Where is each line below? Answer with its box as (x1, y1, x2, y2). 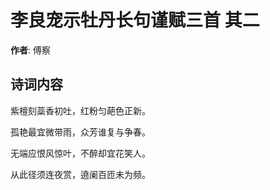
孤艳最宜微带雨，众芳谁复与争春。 (10, 126, 151, 138)
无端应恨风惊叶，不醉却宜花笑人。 (10, 147, 151, 159)
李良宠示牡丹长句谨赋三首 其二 (10, 9, 260, 32)
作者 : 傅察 (10, 44, 51, 56)
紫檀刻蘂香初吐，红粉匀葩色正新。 (10, 104, 151, 116)
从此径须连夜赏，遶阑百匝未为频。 (10, 168, 151, 180)
